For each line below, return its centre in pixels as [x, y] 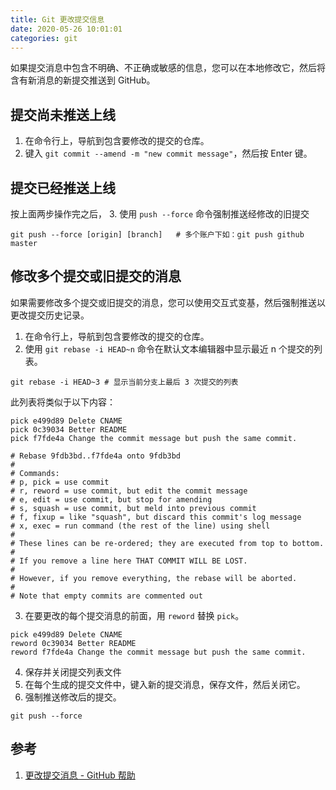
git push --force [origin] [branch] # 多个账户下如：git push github [157, 235]
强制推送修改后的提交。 [73, 697]
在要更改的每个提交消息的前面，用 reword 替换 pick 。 [134, 615]
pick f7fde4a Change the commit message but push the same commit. [154, 438]
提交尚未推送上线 [63, 114]
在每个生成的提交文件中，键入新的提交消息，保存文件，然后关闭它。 [165, 684]
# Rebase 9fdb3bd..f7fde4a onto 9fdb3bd [96, 456]
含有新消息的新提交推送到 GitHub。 [83, 80]
